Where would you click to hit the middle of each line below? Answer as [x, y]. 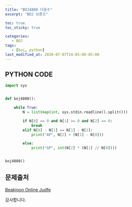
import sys [16, 86]
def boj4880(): [21, 99]
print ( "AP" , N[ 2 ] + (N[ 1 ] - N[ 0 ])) [67, 135]
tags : [11, 46]
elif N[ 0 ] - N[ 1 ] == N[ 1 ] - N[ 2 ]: [58, 130]
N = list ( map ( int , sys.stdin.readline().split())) [75, 112]
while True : [26, 108]
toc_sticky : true [23, 27]
